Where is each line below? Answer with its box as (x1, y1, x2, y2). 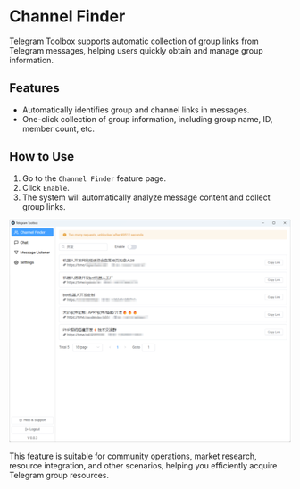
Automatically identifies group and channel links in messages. (21, 104, 250, 115)
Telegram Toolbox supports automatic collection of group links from (9, 36, 259, 46)
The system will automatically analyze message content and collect (21, 192, 271, 203)
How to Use (9, 149, 75, 164)
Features (9, 80, 60, 95)
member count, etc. (21, 123, 96, 134)
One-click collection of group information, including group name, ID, (21, 113, 273, 124)
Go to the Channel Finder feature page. (21, 172, 167, 184)
